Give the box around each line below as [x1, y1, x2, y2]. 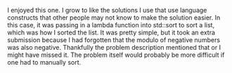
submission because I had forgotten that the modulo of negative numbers [7, 36, 220, 44]
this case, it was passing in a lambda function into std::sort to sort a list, [7, 21, 215, 29]
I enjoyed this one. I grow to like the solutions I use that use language [7, 6, 207, 14]
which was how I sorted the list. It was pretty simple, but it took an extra [7, 28, 216, 36]
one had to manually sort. [7, 58, 82, 66]
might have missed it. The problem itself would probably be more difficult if [7, 51, 225, 59]
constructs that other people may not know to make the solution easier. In [7, 13, 221, 22]
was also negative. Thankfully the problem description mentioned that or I [7, 44, 221, 51]
